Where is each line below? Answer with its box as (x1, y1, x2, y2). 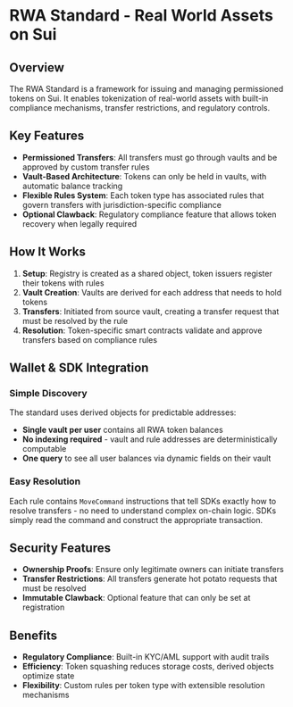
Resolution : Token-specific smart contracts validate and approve (21, 325, 263, 336)
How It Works (9, 245, 87, 260)
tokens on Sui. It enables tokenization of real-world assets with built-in (9, 93, 269, 104)
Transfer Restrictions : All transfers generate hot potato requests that (21, 573, 278, 585)
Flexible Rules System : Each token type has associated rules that (21, 189, 264, 201)
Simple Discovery (9, 387, 88, 399)
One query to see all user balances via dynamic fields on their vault (21, 453, 272, 464)
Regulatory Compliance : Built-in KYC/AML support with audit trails (21, 652, 270, 662)
